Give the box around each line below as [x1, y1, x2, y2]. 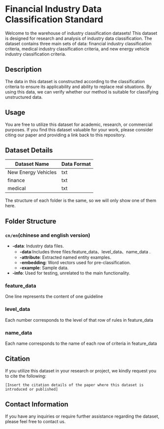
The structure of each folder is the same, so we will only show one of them [5, 198, 156, 204]
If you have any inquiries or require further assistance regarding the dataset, [5, 413, 160, 419]
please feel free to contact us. [5, 418, 66, 424]
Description [5, 65, 42, 74]
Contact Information [5, 400, 69, 409]
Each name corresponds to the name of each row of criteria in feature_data [5, 340, 157, 346]
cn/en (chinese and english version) [5, 232, 91, 239]
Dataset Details [5, 146, 53, 154]
